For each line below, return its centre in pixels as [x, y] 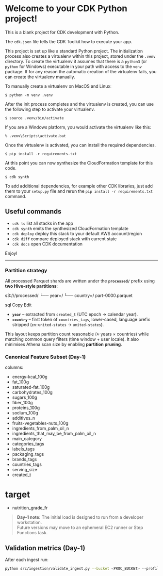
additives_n [24, 418]
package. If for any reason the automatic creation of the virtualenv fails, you [81, 71]
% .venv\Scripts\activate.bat [36, 136]
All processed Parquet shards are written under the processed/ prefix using [80, 281]
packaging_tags [28, 454]
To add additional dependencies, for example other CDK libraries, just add [79, 186]
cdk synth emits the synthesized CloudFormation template [70, 228]
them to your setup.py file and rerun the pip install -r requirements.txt [79, 191]
